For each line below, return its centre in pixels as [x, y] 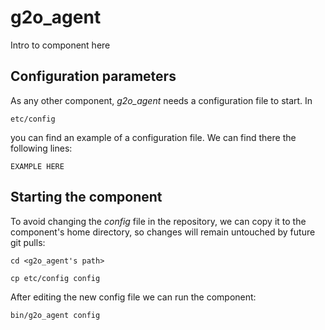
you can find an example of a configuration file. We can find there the [153, 137]
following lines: [41, 148]
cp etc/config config [55, 278]
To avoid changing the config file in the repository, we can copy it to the [158, 221]
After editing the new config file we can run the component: [133, 297]
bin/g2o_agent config [55, 315]
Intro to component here [60, 45]
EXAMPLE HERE [37, 166]
